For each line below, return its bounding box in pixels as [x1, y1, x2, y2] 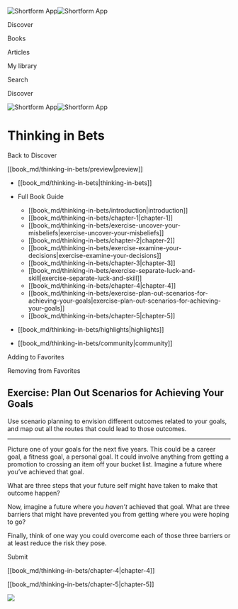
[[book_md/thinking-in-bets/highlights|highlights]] [17, 325, 164, 333]
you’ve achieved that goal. [7, 467, 85, 476]
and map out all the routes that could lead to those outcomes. [7, 424, 187, 432]
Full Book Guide [17, 192, 64, 201]
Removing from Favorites [7, 366, 81, 375]
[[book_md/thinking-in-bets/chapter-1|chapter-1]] [28, 213, 174, 222]
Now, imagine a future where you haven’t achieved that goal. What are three [7, 502, 230, 510]
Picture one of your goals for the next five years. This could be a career [7, 445, 216, 453]
